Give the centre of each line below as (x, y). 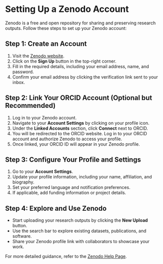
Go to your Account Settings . (43, 172)
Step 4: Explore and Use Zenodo (56, 208)
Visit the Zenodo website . (38, 56)
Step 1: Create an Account (46, 44)
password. (23, 72)
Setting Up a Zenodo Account (67, 9)
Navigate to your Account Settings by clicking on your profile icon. (81, 123)
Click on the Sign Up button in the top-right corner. (64, 61)
